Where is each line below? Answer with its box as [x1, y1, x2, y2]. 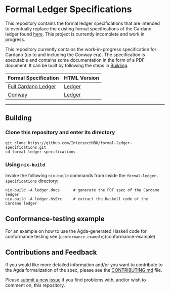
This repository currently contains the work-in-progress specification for [5, 46, 157, 52]
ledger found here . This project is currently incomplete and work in [5, 31, 145, 37]
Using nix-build [5, 161, 46, 168]
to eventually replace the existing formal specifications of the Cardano [5, 25, 152, 31]
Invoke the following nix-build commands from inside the [5, 172, 126, 178]
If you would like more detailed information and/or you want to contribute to [5, 262, 163, 268]
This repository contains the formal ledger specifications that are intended [5, 20, 160, 26]
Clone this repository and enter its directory [5, 129, 115, 136]
